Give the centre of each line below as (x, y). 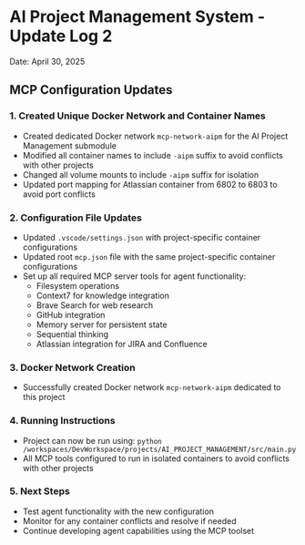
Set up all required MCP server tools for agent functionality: (134, 276)
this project (44, 397)
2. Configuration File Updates (76, 218)
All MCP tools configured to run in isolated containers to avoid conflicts (156, 458)
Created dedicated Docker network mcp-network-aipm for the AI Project (155, 136)
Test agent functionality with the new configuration (118, 511)
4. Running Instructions (62, 421)
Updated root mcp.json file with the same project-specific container (149, 256)
